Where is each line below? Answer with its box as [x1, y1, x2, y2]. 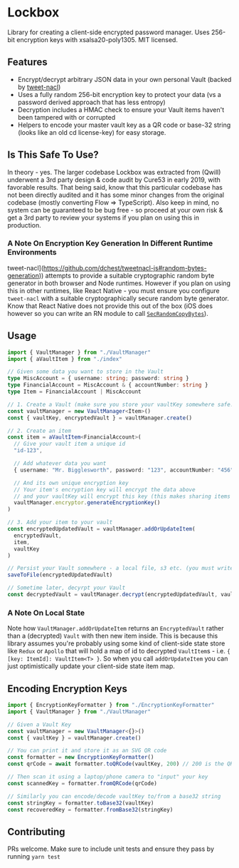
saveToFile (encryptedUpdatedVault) [7, 571, 113, 578]
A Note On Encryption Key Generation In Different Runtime [7, 238, 213, 248]
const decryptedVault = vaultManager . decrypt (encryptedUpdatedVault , [7, 591, 218, 598]
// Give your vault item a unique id [14, 440, 126, 448]
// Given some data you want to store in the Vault [7, 368, 164, 375]
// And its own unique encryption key [14, 479, 129, 486]
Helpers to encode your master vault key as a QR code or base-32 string [17, 121, 231, 129]
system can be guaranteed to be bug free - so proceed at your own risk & [7, 205, 223, 214]
